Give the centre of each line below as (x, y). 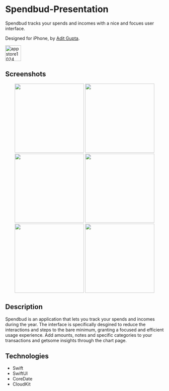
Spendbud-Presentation (57, 9)
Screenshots (26, 74)
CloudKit (22, 384)
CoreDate (22, 379)
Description (24, 307)
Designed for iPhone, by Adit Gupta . (43, 38)
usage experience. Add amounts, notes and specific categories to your (79, 335)
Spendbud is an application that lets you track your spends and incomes (80, 319)
